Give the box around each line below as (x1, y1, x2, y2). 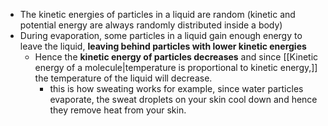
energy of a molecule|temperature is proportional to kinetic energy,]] (34, 62, 318, 73)
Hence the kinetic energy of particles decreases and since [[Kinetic (34, 51, 319, 63)
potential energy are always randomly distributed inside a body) (19, 19, 283, 31)
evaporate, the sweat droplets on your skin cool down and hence (49, 94, 318, 105)
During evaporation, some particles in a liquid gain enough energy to (19, 30, 303, 41)
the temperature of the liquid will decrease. (34, 72, 213, 84)
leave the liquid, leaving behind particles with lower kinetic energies (19, 40, 307, 52)
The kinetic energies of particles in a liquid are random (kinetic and (19, 9, 296, 20)
